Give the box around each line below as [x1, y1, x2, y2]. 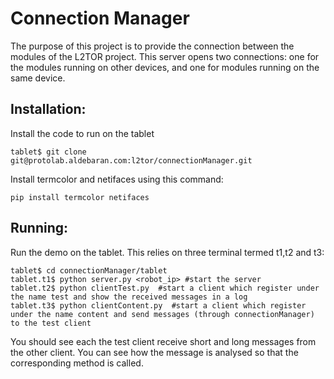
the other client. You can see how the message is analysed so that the [10, 346, 299, 358]
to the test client [10, 318, 92, 328]
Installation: [10, 101, 87, 118]
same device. [10, 72, 66, 84]
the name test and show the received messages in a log [10, 292, 248, 302]
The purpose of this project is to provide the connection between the [10, 40, 295, 52]
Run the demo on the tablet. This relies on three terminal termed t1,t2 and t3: [10, 246, 325, 258]
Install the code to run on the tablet [10, 127, 155, 139]
